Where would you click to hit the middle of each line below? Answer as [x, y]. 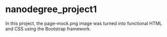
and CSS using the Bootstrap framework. [48, 28]
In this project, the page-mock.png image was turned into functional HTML [84, 23]
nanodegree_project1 [51, 9]
